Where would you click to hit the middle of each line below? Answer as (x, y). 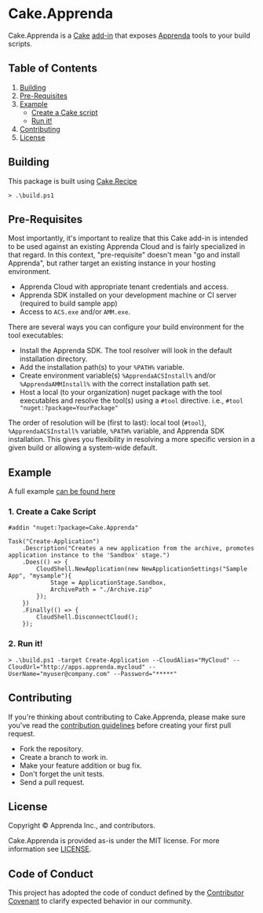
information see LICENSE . (50, 849)
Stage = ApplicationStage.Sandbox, (108, 583)
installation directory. (53, 359)
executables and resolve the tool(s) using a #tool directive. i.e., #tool (131, 400)
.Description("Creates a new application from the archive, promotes (139, 549)
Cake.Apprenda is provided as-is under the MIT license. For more (114, 841)
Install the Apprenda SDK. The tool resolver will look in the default (126, 351)
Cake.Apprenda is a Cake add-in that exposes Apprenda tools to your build (130, 35)
